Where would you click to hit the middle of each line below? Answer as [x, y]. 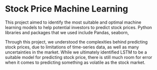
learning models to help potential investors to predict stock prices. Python [78, 27]
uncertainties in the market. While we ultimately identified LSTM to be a [76, 52]
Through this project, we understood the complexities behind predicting [77, 42]
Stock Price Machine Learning [67, 9]
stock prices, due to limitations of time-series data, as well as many [72, 47]
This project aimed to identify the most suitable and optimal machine [73, 22]
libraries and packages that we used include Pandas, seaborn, [67, 32]
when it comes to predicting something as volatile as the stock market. [75, 62]
